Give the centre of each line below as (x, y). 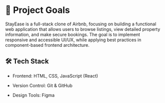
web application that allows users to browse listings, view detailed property (83, 29)
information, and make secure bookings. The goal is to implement (73, 34)
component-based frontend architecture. (47, 45)
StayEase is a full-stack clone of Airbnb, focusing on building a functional (81, 24)
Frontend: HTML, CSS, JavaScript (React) (55, 76)
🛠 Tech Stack (27, 61)
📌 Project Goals (37, 10)
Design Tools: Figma (33, 95)
